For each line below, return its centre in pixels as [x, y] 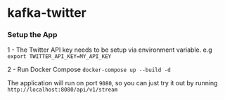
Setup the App [32, 35]
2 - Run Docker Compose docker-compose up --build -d [89, 70]
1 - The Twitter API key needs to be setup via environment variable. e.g [110, 50]
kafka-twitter [47, 13]
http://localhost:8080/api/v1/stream [63, 90]
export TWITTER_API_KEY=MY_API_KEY [59, 57]
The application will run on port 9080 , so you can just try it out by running [112, 83]
